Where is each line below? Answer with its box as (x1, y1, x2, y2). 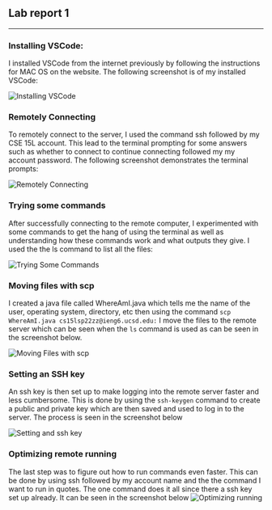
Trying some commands (8, 200, 107, 211)
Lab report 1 (8, 6, 70, 20)
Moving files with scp (8, 280, 95, 291)
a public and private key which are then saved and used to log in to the (8, 404, 244, 414)
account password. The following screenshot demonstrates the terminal (8, 155, 249, 165)
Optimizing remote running (8, 449, 117, 460)
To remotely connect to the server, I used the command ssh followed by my (8, 129, 261, 140)
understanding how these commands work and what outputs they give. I (8, 235, 250, 245)
